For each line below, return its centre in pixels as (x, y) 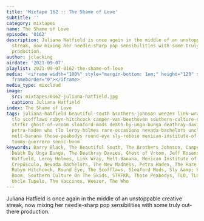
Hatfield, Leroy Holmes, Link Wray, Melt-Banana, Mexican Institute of (104, 158)
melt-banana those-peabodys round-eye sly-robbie (76, 136)
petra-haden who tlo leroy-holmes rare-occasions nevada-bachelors (99, 131)
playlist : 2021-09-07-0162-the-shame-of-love (65, 68)
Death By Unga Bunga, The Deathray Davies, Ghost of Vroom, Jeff (96, 153)
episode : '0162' (27, 35)
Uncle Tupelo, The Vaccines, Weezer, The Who (70, 182)
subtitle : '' (23, 18)
